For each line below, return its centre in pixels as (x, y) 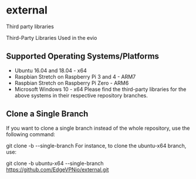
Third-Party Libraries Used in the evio (52, 38)
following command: (31, 134)
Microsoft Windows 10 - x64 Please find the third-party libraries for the (100, 89)
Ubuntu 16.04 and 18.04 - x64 (50, 70)
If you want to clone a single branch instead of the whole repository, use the (98, 128)
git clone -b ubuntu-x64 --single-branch (55, 163)
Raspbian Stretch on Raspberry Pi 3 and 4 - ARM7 (75, 76)
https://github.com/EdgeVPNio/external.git (58, 169)
